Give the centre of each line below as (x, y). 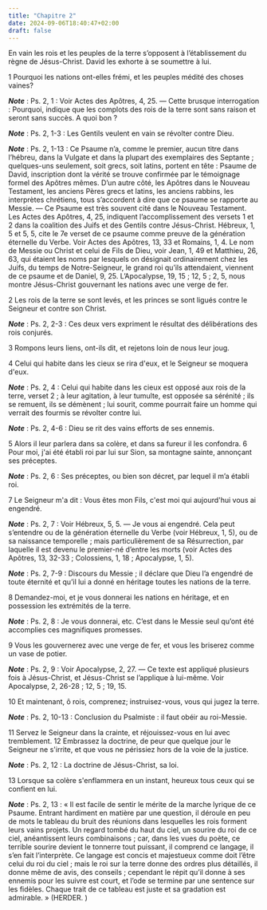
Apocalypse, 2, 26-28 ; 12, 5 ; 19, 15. (68, 686)
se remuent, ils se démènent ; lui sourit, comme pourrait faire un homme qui (133, 405)
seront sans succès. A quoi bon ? (63, 118)
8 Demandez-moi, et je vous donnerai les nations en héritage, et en (119, 597)
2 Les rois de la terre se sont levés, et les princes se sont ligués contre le (128, 300)
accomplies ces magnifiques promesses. (75, 630)
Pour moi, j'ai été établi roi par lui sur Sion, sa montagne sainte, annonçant (130, 453)
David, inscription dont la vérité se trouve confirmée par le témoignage (124, 174)
